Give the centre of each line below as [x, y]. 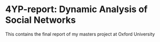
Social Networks [41, 20]
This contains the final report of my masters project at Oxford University [80, 34]
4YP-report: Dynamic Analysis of [76, 9]
